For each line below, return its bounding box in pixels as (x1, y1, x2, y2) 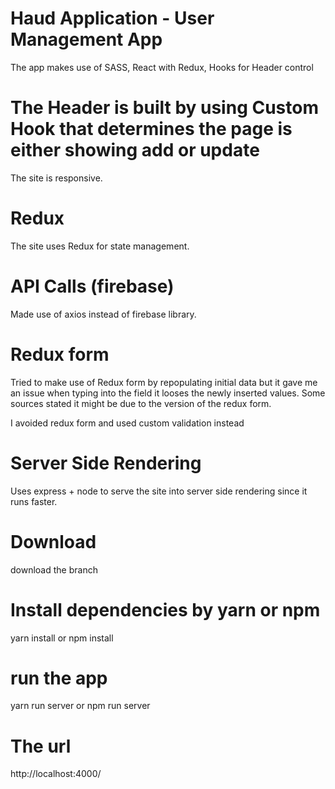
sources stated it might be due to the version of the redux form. (10, 397, 272, 409)
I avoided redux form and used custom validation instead (10, 417, 245, 429)
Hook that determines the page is (10, 118, 293, 141)
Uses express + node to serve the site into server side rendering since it (10, 485, 308, 497)
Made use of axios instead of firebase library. (10, 308, 197, 320)
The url (10, 735, 72, 757)
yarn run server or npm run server (10, 700, 151, 712)
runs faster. (10, 495, 58, 507)
